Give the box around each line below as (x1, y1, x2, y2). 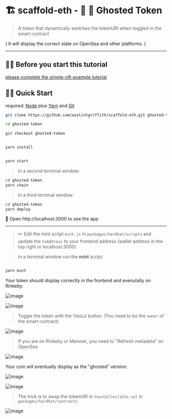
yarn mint (5, 268, 27, 274)
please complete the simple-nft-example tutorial (5, 74, 107, 80)
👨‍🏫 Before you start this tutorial (5, 60, 107, 69)
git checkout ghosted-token (5, 131, 66, 136)
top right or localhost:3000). (17, 244, 78, 250)
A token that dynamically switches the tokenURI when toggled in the (17, 25, 162, 31)
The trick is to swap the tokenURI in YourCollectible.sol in (17, 393, 143, 399)
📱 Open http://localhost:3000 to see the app (5, 216, 99, 222)
